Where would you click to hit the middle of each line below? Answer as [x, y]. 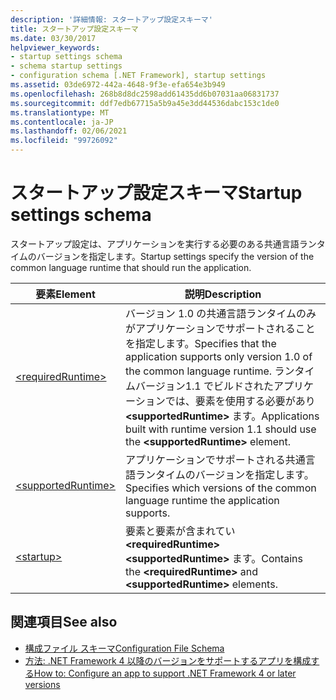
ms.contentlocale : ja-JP [62, 122]
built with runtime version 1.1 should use [220, 429]
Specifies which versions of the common [220, 488]
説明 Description [223, 294]
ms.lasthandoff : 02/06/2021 [69, 131]
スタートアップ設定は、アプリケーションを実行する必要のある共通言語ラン [163, 243]
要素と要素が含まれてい [180, 531]
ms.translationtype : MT [60, 112]
